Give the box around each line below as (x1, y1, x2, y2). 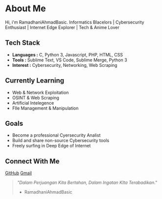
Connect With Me (5, 157, 60, 165)
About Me (5, 3, 46, 14)
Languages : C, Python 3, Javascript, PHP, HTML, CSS (12, 52, 123, 57)
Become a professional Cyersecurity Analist (12, 132, 101, 138)
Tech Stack (5, 39, 40, 47)
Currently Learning (5, 77, 65, 85)
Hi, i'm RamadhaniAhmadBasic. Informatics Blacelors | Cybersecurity (5, 19, 144, 25)
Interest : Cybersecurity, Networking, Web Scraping (12, 62, 117, 68)
